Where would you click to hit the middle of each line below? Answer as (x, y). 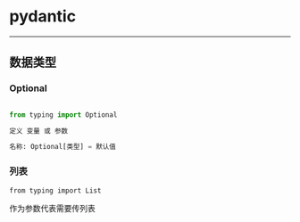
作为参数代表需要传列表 (52, 208)
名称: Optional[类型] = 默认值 (62, 147)
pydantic (43, 16)
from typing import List (55, 190)
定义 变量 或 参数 (39, 131)
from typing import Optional (63, 115)
